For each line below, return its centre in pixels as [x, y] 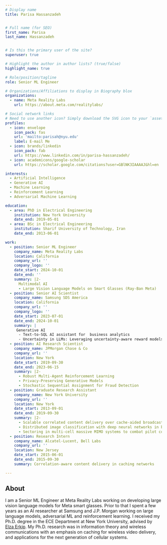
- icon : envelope [28, 128]
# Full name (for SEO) [29, 28]
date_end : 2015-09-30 [36, 460]
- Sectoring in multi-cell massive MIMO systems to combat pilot [87, 432]
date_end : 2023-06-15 [36, 367]
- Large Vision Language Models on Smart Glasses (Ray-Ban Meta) [87, 289]
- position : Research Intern [40, 436]
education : [16, 206]
